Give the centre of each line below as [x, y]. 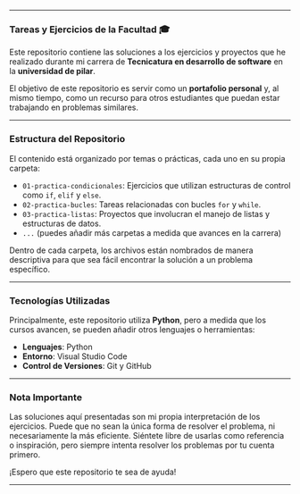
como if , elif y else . [62, 195]
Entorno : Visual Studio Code [75, 356]
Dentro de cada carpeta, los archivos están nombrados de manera [131, 250]
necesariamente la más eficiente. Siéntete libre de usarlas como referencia [147, 436]
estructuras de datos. [62, 223]
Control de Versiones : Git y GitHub [87, 365]
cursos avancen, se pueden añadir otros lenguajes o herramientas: [132, 329]
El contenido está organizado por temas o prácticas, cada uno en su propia [147, 158]
